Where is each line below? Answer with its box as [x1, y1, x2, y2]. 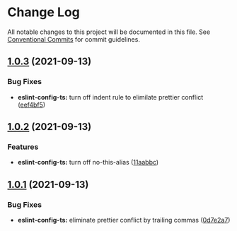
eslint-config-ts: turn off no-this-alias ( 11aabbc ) [17, 158, 159, 167]
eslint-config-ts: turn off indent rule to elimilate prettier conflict [17, 93, 204, 101]
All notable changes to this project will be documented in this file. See [7, 28, 211, 36]
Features [7, 142, 39, 152]
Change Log [7, 4, 80, 20]
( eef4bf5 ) [17, 100, 46, 109]
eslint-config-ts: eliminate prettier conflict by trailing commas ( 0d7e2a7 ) [17, 216, 231, 224]
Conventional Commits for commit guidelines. [7, 35, 140, 43]
